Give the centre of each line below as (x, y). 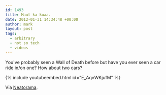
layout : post (19, 29)
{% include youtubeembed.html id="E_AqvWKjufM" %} (63, 77)
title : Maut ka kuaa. (28, 15)
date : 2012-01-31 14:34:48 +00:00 (42, 19)
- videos (19, 48)
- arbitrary (23, 39)
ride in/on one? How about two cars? (44, 68)
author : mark (19, 24)
